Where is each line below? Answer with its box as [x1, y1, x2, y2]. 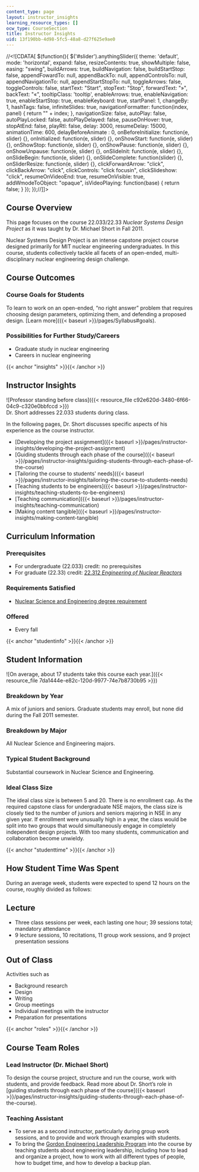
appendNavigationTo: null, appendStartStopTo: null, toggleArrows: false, [6, 78, 182, 85]
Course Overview [6, 203, 72, 213]
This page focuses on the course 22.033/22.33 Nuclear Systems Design [6, 219, 184, 226]
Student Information [6, 654, 83, 665]
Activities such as [6, 971, 49, 978]
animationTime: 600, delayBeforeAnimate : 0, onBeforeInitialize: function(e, [6, 129, 190, 136]
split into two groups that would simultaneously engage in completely [6, 822, 176, 829]
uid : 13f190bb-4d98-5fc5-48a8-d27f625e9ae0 [6, 36, 116, 42]
